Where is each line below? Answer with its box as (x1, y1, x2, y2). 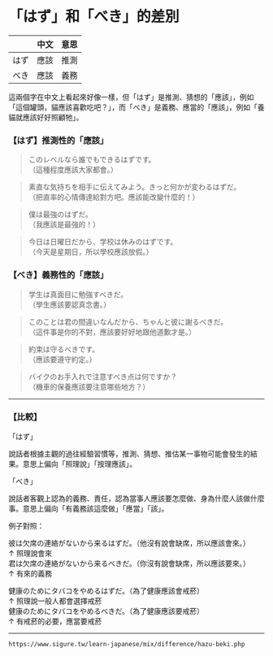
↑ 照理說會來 (8, 548, 53, 558)
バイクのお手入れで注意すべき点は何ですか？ (28, 371, 178, 382)
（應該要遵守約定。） (28, 354, 97, 364)
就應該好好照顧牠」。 (15, 112, 84, 122)
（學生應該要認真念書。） (28, 300, 111, 309)
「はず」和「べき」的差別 (8, 7, 180, 26)
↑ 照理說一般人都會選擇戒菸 (8, 596, 102, 606)
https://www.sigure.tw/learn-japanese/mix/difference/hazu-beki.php (8, 640, 245, 648)
